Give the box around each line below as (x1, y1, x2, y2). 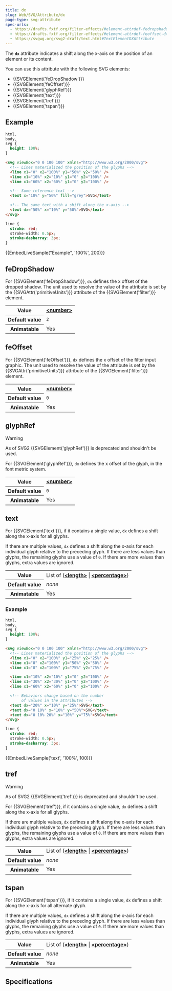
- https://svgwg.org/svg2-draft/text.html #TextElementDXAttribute (10, 37, 155, 42)
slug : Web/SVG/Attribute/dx (5, 12, 66, 17)
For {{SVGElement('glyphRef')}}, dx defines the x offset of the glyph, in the (5, 460, 163, 466)
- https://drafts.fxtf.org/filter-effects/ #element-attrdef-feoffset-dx (10, 31, 168, 37)
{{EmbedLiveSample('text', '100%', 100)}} (5, 754, 93, 761)
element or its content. (5, 56, 53, 62)
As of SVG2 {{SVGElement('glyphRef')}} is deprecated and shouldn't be (5, 445, 157, 451)
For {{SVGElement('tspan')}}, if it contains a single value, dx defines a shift (5, 897, 162, 903)
